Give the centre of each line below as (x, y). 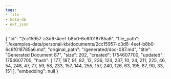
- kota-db (16, 19)
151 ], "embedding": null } (32, 71)
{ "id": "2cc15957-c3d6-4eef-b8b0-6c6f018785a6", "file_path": (72, 39)
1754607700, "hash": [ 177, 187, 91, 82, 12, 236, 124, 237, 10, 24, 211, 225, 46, (86, 60)
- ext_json (17, 24)
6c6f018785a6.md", (26, 49)
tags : (11, 10)
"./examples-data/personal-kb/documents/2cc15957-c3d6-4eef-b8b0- (81, 44)
